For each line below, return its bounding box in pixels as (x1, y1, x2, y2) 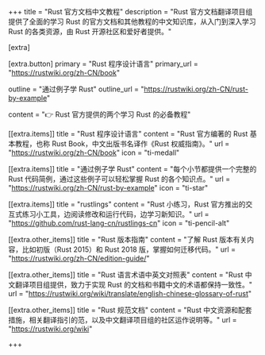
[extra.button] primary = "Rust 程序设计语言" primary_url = (8, 59, 198, 68)
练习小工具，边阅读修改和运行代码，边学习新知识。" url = (21, 210, 209, 218)
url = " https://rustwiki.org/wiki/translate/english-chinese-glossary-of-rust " (8, 289, 252, 298)
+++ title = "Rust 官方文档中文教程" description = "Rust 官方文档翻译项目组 (8, 7, 253, 16)
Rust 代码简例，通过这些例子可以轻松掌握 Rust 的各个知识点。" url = (8, 174, 231, 183)
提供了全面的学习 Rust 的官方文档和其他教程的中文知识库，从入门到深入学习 (8, 17, 256, 26)
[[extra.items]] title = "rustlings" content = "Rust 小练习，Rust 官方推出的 (8, 199, 246, 209)
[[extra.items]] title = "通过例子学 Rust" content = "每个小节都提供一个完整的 (8, 164, 257, 173)
